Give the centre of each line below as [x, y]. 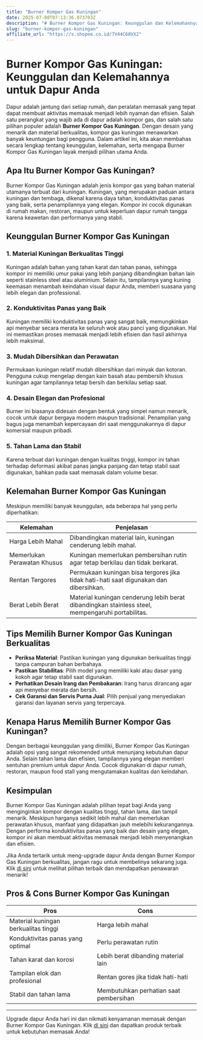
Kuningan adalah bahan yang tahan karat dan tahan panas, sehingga [92, 267]
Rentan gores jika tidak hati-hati [143, 976]
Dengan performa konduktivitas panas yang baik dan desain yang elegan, [98, 831]
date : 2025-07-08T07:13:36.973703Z [51, 18]
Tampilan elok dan [35, 973]
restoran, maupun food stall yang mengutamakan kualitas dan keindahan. [98, 771]
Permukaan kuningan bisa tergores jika [124, 572]
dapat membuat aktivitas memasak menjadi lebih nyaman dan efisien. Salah [101, 113]
